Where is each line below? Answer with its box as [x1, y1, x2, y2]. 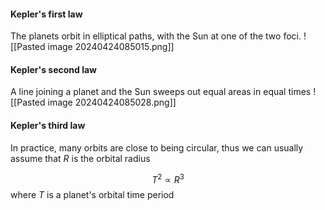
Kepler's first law [10, 8, 83, 20]
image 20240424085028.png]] [47, 96, 177, 109]
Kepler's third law [10, 120, 86, 131]
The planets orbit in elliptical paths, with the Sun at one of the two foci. [10, 30, 302, 42]
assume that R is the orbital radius [10, 152, 151, 164]
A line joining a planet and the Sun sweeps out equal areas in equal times [10, 86, 312, 98]
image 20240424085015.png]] [47, 41, 175, 53]
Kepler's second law [10, 63, 97, 75]
